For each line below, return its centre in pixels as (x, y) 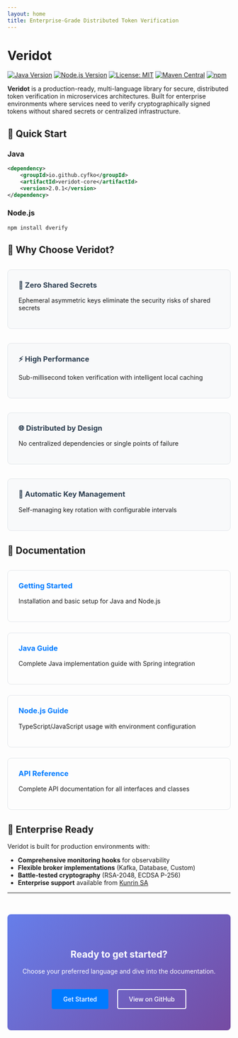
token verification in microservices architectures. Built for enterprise (107, 96)
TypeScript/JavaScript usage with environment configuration (107, 726)
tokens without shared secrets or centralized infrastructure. (94, 111)
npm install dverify (38, 227)
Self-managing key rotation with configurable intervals (98, 509)
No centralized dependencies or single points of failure (99, 444)
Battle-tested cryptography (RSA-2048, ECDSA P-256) (99, 875)
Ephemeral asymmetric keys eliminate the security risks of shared (115, 300)
